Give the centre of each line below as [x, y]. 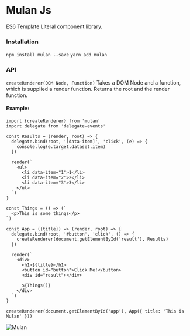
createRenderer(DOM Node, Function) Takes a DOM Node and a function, [94, 82]
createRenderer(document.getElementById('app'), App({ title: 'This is [95, 311]
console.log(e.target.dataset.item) [61, 147]
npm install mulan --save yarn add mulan [56, 55]
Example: [18, 109]
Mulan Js [29, 10]
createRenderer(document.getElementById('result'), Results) [92, 239]
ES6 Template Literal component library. [54, 26]
